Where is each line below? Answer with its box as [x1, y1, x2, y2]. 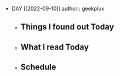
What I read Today [20, 42, 89, 52]
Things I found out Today [20, 22, 115, 32]
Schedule [20, 62, 56, 72]
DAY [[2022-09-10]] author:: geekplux [11, 5, 105, 12]
